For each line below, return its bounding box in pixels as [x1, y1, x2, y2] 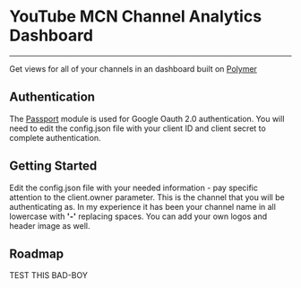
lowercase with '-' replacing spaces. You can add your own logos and [9, 211, 268, 222]
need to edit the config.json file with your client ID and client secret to [9, 123, 266, 134]
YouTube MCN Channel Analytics [9, 6, 262, 27]
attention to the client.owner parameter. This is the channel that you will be [9, 191, 285, 203]
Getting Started [9, 159, 98, 174]
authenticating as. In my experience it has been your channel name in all [9, 201, 276, 212]
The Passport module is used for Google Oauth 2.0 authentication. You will [9, 113, 285, 124]
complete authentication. [9, 132, 101, 143]
